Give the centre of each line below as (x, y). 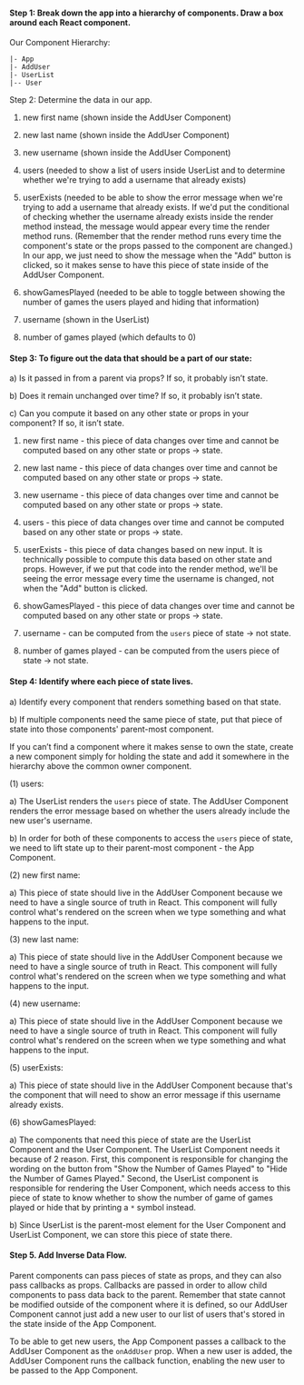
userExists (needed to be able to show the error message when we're (152, 198)
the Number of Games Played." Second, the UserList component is (134, 1178)
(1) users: (27, 783)
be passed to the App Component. (74, 1370)
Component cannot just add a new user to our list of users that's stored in (147, 1314)
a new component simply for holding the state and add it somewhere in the (149, 756)
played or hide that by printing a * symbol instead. (103, 1207)
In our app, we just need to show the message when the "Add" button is (157, 255)
